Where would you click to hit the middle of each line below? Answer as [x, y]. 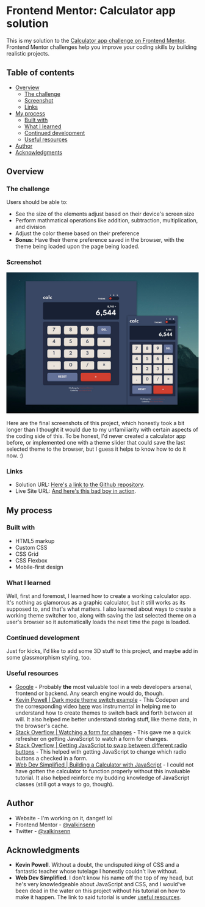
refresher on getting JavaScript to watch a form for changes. [92, 738]
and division [31, 227]
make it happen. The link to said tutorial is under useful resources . [98, 897]
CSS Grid [27, 554]
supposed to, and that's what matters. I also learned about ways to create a [101, 609]
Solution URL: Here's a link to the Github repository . [80, 485]
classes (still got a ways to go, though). [64, 784]
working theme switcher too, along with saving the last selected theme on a [101, 616]
